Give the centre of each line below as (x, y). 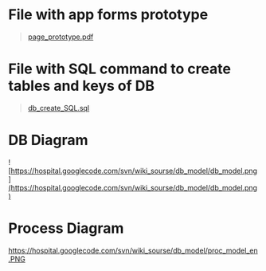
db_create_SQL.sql (59, 108)
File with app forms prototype (108, 15)
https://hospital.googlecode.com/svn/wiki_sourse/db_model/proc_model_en (133, 250)
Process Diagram (66, 228)
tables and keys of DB (82, 86)
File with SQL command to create (119, 69)
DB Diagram (48, 140)
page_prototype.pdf (61, 37)
